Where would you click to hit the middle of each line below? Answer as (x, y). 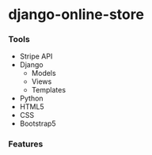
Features (26, 144)
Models (44, 74)
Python (31, 98)
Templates (48, 90)
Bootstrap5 (38, 123)
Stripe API (36, 56)
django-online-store (76, 15)
